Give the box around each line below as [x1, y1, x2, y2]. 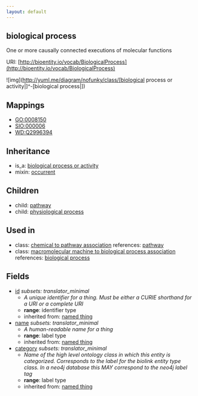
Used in [6, 225, 35, 235]
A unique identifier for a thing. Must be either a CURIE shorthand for [23, 294, 192, 301]
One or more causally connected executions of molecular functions [6, 47, 172, 54]
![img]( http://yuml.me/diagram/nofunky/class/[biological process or [6, 76, 173, 84]
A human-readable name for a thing [23, 325, 114, 332]
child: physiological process [14, 208, 84, 215]
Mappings [6, 100, 45, 110]
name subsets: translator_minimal [14, 319, 99, 327]
